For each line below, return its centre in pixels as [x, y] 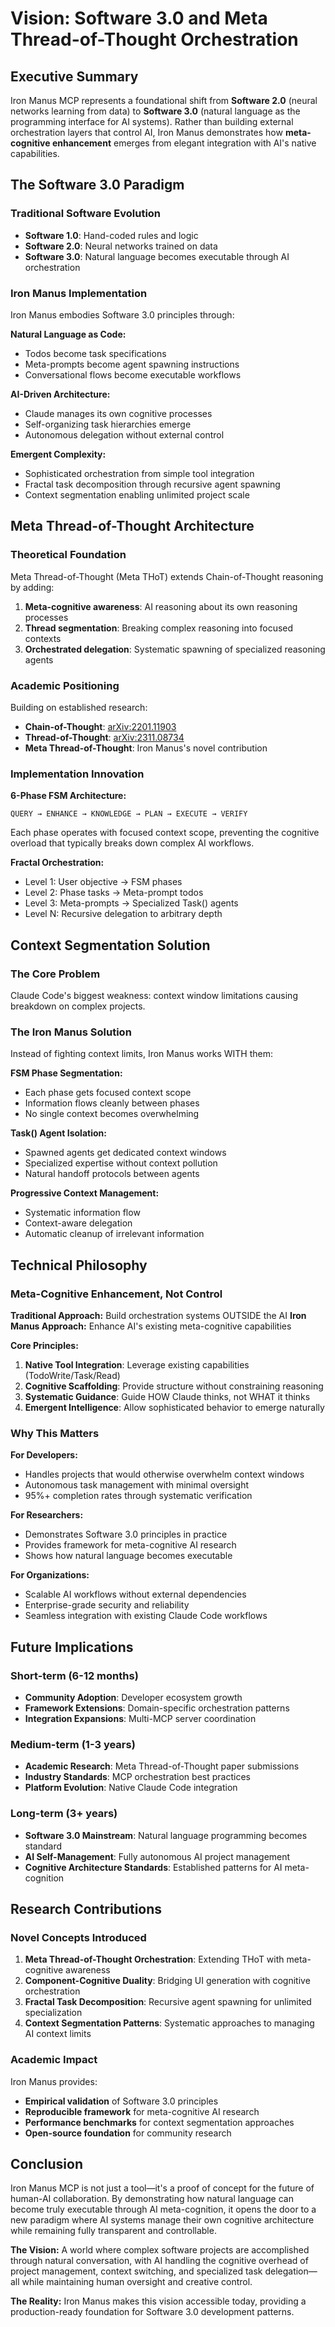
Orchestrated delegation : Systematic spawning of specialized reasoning [175, 649]
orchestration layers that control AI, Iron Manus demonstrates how [146, 132]
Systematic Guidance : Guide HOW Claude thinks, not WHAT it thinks [167, 1396]
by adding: [32, 587]
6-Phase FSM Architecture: [68, 796]
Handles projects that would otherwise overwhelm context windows [164, 1474]
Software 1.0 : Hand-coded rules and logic [111, 235]
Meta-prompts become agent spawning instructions [132, 364]
